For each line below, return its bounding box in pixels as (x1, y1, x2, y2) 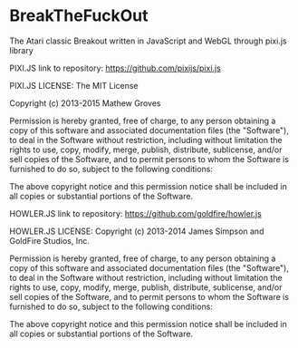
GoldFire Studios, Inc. (9, 235, 91, 246)
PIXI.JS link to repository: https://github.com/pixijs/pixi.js (9, 63, 222, 73)
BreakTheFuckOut (9, 5, 149, 26)
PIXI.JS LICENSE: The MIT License (9, 80, 139, 91)
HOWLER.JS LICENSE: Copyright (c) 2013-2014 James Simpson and (9, 226, 264, 237)
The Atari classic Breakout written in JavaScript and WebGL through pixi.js (9, 35, 287, 46)
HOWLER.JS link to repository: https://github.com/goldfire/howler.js (9, 208, 263, 218)
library (9, 44, 34, 55)
